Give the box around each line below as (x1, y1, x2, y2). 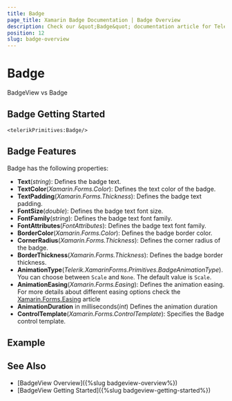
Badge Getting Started (7, 109, 106, 120)
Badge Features (7, 146, 77, 158)
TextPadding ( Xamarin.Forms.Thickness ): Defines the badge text (17, 192, 202, 200)
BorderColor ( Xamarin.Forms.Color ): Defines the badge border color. (17, 229, 213, 237)
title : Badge (7, 10, 45, 17)
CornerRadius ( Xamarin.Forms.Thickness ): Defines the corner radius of (17, 236, 221, 244)
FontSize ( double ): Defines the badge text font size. (17, 207, 164, 215)
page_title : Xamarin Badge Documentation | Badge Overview (7, 17, 181, 24)
